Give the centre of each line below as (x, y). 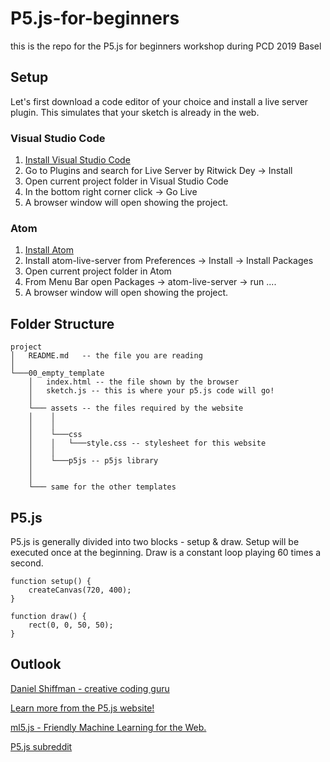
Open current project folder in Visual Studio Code (126, 181)
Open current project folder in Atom (98, 271)
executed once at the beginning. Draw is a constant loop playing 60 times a (166, 552)
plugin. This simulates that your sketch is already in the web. (135, 112)
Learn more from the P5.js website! (82, 708)
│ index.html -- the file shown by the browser (134, 382)
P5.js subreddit (41, 746)
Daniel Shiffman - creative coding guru (90, 688)
